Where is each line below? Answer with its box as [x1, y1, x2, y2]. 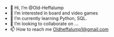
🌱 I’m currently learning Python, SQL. [10, 15, 87, 21]
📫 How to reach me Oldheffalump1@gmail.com [10, 26, 109, 32]
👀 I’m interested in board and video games [10, 10, 98, 16]
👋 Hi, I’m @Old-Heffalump [10, 5, 64, 10]
